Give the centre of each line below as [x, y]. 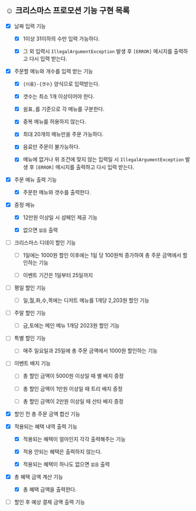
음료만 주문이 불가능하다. [51, 147]
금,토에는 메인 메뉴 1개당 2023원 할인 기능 [71, 326]
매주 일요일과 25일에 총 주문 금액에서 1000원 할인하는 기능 [90, 351]
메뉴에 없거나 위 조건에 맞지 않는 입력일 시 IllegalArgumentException [103, 159]
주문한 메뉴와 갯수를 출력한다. [57, 192]
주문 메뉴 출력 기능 [35, 179]
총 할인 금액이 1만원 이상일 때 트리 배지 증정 [73, 388]
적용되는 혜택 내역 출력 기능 [46, 426]
